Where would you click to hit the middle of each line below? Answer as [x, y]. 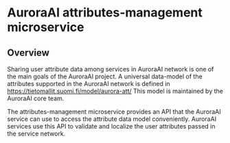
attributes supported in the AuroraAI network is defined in [89, 84]
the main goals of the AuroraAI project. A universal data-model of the [105, 76]
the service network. [36, 133]
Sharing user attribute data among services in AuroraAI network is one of [111, 69]
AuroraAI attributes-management [105, 13]
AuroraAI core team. [36, 98]
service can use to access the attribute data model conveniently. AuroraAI [112, 119]
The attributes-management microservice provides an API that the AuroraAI [114, 112]
